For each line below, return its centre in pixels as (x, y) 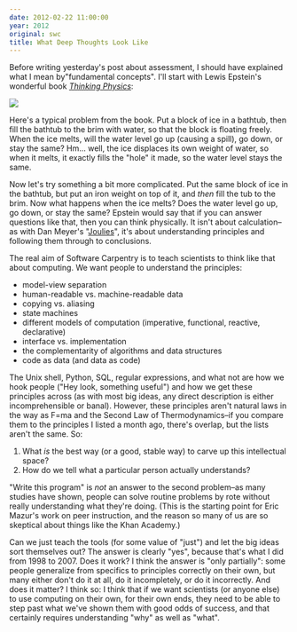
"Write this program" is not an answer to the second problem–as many (137, 487)
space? (35, 461)
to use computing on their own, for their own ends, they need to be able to (145, 599)
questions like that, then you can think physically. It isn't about (123, 222)
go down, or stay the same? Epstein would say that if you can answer (136, 213)
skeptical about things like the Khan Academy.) (95, 525)
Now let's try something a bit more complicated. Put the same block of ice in (149, 185)
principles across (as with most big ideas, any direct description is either (142, 397)
